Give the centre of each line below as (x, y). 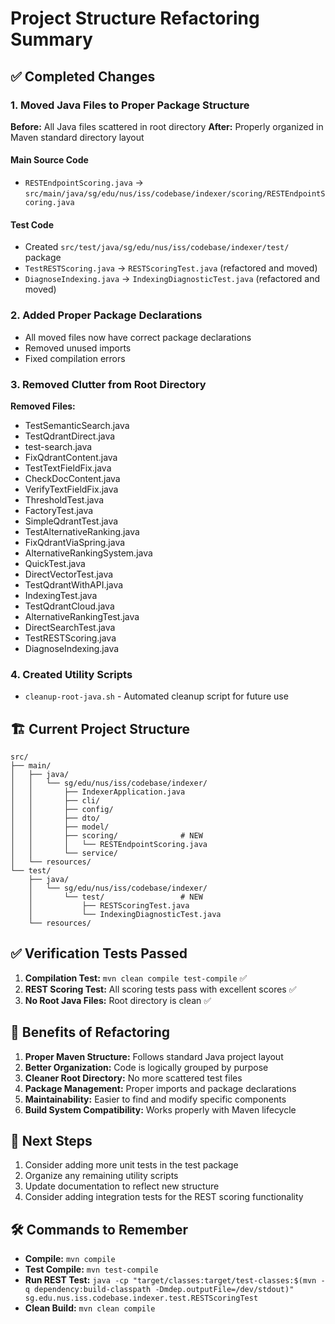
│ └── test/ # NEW (115, 897)
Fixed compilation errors (75, 358)
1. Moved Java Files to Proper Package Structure (130, 105)
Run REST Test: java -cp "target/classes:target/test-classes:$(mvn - (175, 1280)
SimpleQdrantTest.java (71, 521)
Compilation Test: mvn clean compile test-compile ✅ (136, 978)
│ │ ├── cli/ (55, 800)
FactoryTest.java (59, 510)
